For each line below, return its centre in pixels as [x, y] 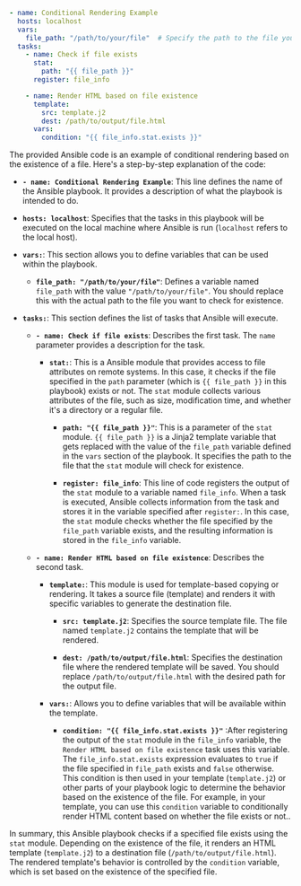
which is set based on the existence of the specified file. [113, 872]
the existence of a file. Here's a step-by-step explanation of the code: [138, 164]
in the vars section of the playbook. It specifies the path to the [177, 456]
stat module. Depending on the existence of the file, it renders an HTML [142, 843]
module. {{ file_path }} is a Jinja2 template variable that [169, 437]
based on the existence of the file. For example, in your [164, 797]
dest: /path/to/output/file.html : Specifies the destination [173, 658]
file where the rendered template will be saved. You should [171, 667]
